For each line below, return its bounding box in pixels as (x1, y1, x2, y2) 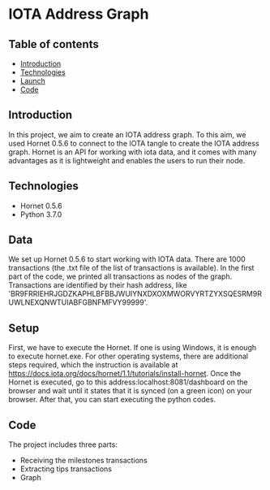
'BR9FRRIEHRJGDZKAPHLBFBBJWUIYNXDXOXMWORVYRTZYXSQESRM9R (8, 289, 262, 299)
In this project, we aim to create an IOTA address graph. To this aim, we (8, 129, 246, 139)
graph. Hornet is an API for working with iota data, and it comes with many (8, 147, 257, 157)
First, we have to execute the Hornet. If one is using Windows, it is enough (8, 343, 257, 353)
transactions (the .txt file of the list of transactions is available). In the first (8, 263, 255, 273)
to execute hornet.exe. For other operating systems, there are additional (8, 351, 249, 362)
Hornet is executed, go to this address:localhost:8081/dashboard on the (8, 377, 248, 387)
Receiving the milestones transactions (19, 456, 148, 466)
